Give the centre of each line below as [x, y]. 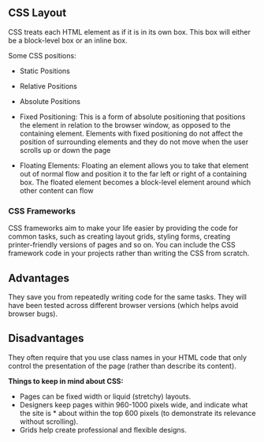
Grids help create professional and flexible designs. [103, 429]
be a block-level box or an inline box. [68, 40]
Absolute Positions [50, 101]
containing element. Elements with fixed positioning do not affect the [131, 133]
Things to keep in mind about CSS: [66, 381]
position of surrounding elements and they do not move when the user [134, 142]
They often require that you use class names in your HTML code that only [127, 357]
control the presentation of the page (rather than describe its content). [122, 366]
